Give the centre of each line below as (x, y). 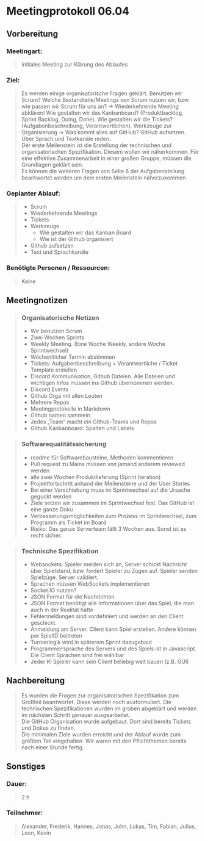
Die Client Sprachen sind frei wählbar (77, 655)
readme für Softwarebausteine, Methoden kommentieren (102, 457)
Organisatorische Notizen (60, 318)
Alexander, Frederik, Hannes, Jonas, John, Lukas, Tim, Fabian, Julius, (109, 826)
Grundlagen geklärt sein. (52, 165)
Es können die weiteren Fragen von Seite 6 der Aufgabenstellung (103, 171)
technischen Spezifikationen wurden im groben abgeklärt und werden (109, 708)
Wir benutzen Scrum (56, 331)
